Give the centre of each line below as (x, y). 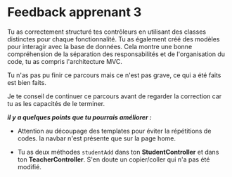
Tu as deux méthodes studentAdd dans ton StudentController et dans (118, 152)
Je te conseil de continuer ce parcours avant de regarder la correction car (115, 96)
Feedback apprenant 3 (75, 12)
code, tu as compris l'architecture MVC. (65, 61)
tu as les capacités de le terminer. (56, 103)
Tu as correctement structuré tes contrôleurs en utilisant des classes (107, 32)
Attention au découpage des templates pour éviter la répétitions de (114, 131)
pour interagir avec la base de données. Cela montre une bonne (100, 46)
